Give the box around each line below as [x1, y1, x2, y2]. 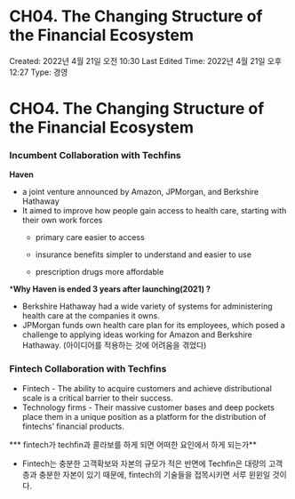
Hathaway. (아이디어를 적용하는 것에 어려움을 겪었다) [21, 340, 207, 350]
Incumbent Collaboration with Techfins [9, 149, 181, 162]
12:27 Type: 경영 [9, 67, 68, 77]
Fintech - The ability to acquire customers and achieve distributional [21, 382, 273, 393]
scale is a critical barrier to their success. [21, 392, 173, 403]
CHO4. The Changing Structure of [9, 99, 265, 119]
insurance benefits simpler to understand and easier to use [35, 249, 251, 260]
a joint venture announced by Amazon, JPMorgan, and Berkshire [21, 187, 259, 197]
